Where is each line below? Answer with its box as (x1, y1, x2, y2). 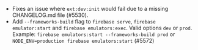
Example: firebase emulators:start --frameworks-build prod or (12, 31, 175, 38)
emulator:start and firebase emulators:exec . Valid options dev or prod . (12, 24, 193, 31)
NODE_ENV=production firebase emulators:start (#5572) (12, 37, 155, 44)
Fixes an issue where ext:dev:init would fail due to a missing (12, 5, 169, 12)
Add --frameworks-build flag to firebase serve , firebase (12, 18, 156, 25)
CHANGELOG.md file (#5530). (12, 11, 89, 19)
